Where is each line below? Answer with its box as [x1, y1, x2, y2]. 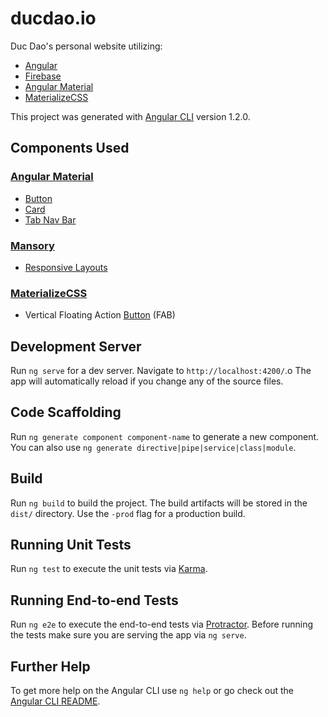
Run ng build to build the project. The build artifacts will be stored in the [10, 497, 308, 509]
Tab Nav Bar [24, 213, 77, 226]
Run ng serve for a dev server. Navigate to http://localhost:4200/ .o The [10, 365, 312, 377]
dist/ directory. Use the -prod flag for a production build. [10, 507, 246, 519]
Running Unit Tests [10, 537, 132, 554]
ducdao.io [10, 7, 97, 30]
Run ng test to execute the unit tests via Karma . [10, 563, 208, 575]
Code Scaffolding [10, 404, 122, 421]
